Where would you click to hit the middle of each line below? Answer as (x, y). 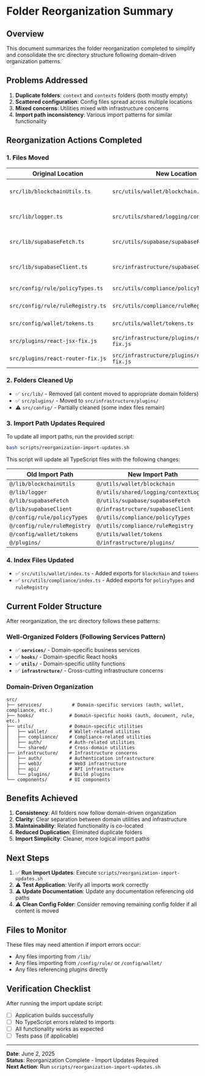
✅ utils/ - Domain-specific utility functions (70, 664)
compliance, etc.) (30, 710)
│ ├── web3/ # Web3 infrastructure (67, 764)
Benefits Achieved (42, 798)
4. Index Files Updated (40, 560)
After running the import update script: (55, 1003)
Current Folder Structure (54, 606)
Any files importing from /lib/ (53, 956)
